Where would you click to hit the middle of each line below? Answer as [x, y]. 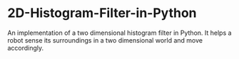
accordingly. [26, 48]
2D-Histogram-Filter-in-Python [102, 13]
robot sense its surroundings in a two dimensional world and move [105, 40]
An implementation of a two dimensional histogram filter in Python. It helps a [119, 33]
